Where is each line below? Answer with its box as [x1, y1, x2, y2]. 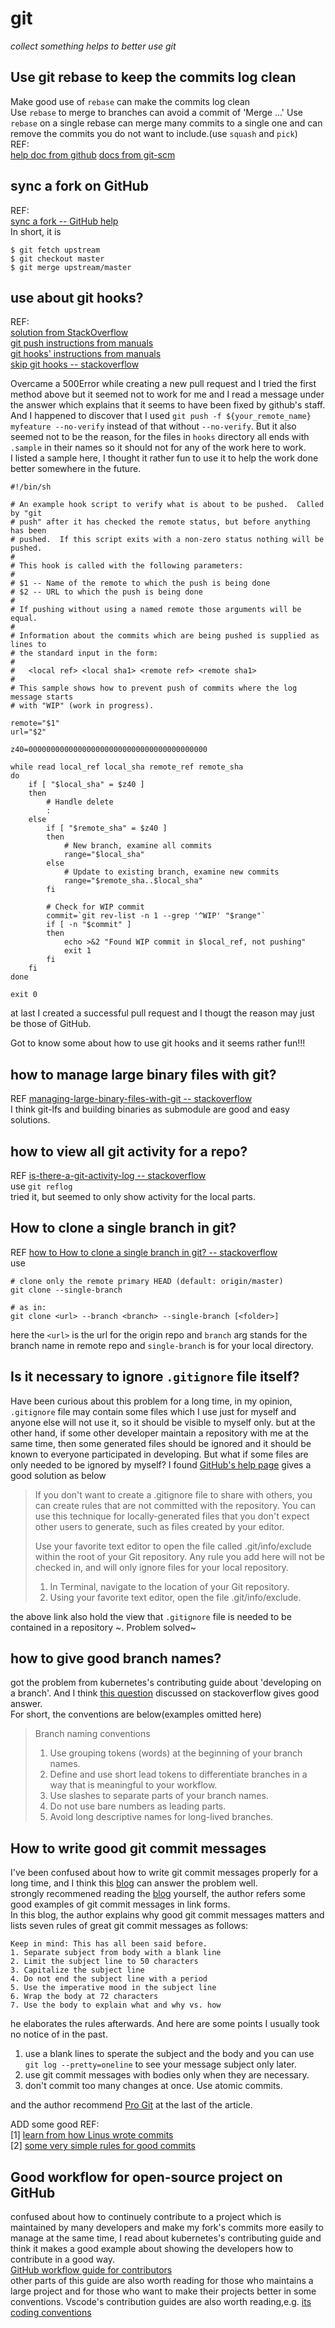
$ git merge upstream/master [10, 262, 132, 272]
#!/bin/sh [10, 482, 52, 492]
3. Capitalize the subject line [10, 1965, 145, 1976]
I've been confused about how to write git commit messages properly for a [10, 1867, 319, 1879]
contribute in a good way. [10, 2253, 116, 2266]
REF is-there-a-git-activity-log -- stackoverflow [10, 1170, 207, 1181]
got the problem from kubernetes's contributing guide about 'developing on [10, 1677, 322, 1689]
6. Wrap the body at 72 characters [10, 1992, 159, 2002]
